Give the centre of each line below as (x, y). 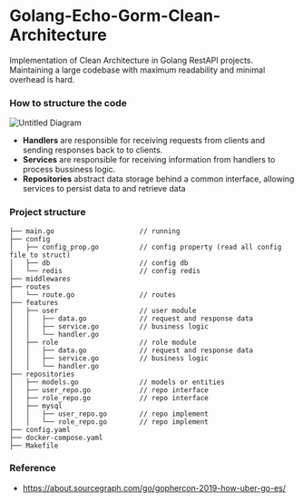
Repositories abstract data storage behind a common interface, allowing (158, 179)
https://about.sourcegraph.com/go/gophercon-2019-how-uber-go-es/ (154, 487)
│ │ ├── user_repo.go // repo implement (109, 414)
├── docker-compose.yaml (56, 438)
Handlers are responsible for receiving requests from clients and (144, 141)
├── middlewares (40, 279)
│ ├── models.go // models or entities (117, 382)
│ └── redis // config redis (105, 271)
